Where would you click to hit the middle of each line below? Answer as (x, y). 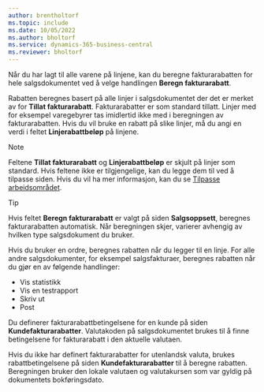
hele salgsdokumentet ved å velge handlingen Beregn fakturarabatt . (120, 83)
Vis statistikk (40, 282)
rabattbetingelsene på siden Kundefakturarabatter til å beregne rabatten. (128, 363)
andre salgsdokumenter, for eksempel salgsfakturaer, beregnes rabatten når (132, 258)
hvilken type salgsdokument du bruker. (71, 235)
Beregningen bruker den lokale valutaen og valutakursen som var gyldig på (130, 371)
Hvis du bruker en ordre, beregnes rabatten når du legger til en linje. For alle (132, 250)
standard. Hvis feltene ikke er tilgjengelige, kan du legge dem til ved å (121, 171)
